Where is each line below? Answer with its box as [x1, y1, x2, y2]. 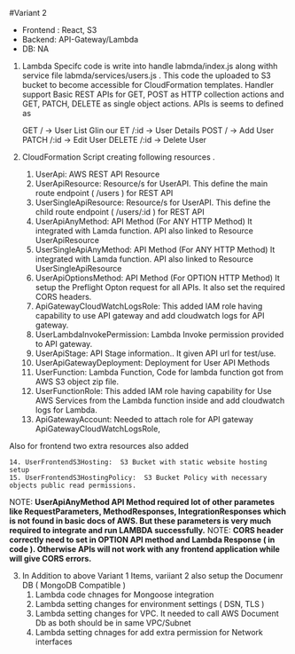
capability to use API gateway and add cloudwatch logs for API [35, 311, 265, 320]
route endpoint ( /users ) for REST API [35, 188, 174, 198]
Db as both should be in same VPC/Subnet [35, 618, 192, 628]
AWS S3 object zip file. [35, 376, 120, 387]
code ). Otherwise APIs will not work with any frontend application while [9, 544, 281, 554]
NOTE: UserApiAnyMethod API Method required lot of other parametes [9, 497, 276, 507]
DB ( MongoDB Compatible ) [21, 580, 127, 590]
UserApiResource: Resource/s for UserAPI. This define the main [35, 178, 268, 189]
